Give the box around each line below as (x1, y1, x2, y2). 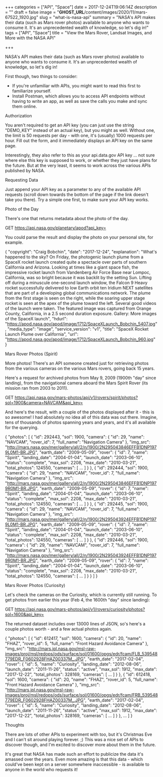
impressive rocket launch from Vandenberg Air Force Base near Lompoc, (5, 270, 151, 275)
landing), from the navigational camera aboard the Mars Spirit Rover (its (5, 380, 148, 386)
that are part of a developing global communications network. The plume (5, 290, 151, 296)
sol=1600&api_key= (5, 612, 45, 617)
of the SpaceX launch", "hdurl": (5, 316, 68, 321)
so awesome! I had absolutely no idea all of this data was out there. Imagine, (5, 414, 158, 420)
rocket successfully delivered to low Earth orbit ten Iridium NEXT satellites (5, 285, 153, 290)
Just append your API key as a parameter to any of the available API (5, 187, 141, 192)
